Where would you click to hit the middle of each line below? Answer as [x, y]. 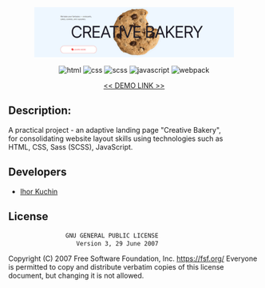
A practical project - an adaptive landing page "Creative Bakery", [115, 130]
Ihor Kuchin [39, 191]
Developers [38, 172]
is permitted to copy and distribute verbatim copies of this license [117, 267]
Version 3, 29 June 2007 [117, 244]
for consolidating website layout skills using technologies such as [116, 138]
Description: [40, 111]
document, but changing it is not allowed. [76, 276]
